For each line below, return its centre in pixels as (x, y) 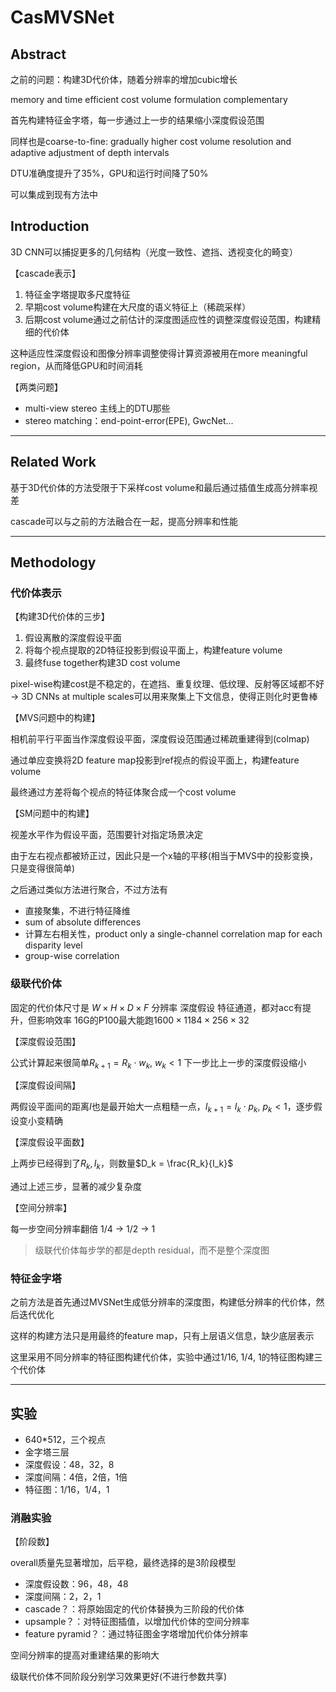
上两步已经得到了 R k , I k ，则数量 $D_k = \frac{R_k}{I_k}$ (122, 1164)
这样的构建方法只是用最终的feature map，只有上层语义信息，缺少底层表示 (162, 1336)
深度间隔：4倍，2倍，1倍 (76, 1477)
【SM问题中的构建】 (52, 813)
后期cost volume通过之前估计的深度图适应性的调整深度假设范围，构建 (168, 319)
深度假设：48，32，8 (69, 1465)
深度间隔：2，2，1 (63, 1597)
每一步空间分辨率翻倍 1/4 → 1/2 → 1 (83, 1229)
